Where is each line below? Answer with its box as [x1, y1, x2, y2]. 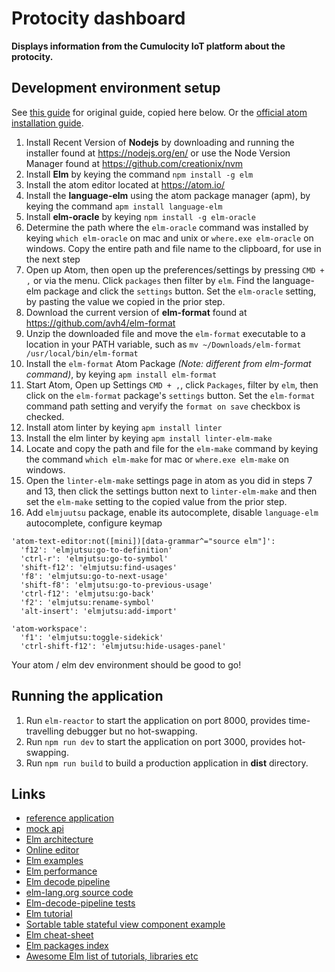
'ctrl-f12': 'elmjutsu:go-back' [20, 588, 156, 599]
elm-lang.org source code [25, 887, 134, 899]
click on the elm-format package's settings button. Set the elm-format [25, 389, 316, 401]
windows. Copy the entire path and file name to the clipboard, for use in [25, 242, 322, 254]
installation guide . [11, 117, 84, 129]
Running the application [11, 688, 164, 705]
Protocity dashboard [11, 7, 186, 30]
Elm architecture [25, 833, 94, 846]
